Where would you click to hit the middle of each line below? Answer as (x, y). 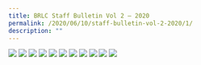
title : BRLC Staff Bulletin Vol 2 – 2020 (79, 16)
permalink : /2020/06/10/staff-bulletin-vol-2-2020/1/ (101, 23)
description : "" (36, 30)
